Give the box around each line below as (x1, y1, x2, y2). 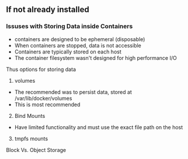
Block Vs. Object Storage (6, 146, 66, 153)
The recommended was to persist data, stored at (14, 88, 133, 96)
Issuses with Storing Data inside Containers (6, 22, 133, 31)
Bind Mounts (14, 112, 46, 119)
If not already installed (6, 5, 89, 15)
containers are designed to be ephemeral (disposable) (14, 35, 145, 43)
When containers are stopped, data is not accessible (14, 42, 142, 49)
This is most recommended (14, 101, 81, 108)
